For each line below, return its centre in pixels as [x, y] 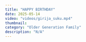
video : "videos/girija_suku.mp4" [39, 18]
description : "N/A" [25, 32]
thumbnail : [16, 23]
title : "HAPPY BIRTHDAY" [30, 9]
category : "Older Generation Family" [43, 28]
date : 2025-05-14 [23, 14]
